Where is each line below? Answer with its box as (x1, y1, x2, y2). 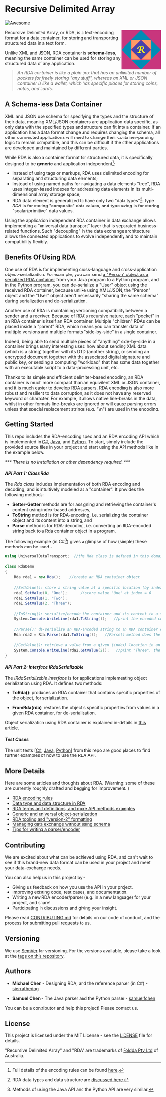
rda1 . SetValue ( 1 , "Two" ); (14, 596, 68, 601)
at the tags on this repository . (5, 953, 65, 959)
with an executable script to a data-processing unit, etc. (5, 364, 119, 370)
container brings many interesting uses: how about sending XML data (5, 343, 147, 349)
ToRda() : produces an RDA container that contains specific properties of (12, 690, 160, 696)
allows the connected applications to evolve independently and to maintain (5, 233, 157, 239)
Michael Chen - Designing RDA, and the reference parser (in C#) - (12, 980, 148, 986)
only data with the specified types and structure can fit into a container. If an (5, 124, 161, 130)
